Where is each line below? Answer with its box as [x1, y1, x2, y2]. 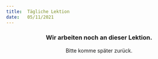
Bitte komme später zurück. [65, 47, 133, 54]
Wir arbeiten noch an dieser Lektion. [45, 34, 153, 42]
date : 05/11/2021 [6, 14, 54, 20]
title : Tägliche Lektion [6, 8, 70, 15]
